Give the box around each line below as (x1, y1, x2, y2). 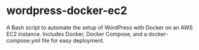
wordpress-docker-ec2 (6, 4, 128, 18)
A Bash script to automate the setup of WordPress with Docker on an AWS (6, 24, 194, 31)
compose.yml (6, 37, 41, 44)
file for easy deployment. (42, 37, 105, 44)
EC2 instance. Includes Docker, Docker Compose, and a (6, 30, 148, 37)
